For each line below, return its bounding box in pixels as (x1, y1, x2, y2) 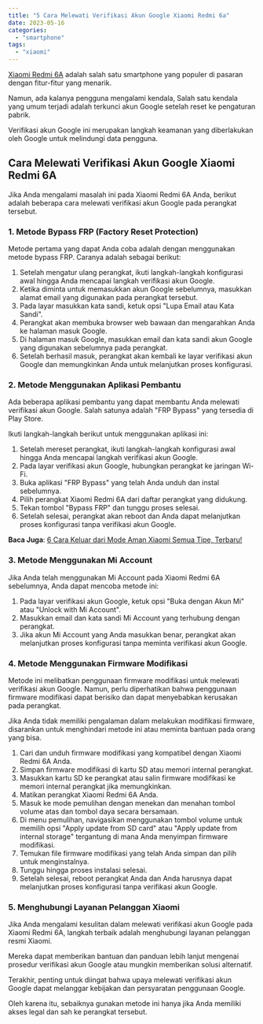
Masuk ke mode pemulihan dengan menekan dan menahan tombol (19, 799, 236, 807)
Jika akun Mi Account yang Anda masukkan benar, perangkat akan (19, 629, 236, 639)
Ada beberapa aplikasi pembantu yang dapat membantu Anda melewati (8, 397, 239, 406)
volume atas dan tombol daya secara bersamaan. (19, 807, 179, 816)
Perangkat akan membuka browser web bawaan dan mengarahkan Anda (19, 318, 255, 328)
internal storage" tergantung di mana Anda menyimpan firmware (19, 832, 228, 841)
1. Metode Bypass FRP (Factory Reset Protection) (8, 226, 199, 237)
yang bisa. (8, 733, 42, 742)
